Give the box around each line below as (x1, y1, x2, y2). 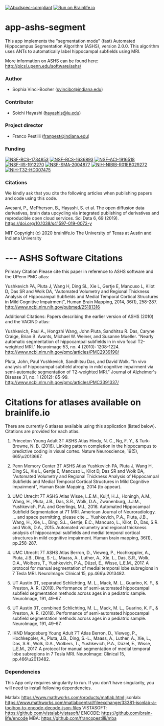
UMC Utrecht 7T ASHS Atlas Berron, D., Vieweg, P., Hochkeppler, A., (12, 550, 151, 556)
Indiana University (5, 235, 42, 241)
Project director (5, 122, 43, 129)
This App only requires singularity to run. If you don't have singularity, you (5, 679, 154, 685)
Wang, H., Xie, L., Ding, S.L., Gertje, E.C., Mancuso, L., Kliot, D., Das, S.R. (12, 519, 159, 525)
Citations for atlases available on (5, 397, 141, 408)
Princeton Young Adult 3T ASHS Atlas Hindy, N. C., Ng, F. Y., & (12, 438, 139, 444)
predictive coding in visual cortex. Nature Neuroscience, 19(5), (12, 448, 139, 454)
